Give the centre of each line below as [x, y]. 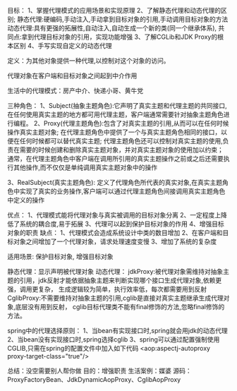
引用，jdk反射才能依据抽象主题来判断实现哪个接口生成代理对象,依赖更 [121, 280]
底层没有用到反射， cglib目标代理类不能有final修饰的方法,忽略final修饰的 [120, 307]
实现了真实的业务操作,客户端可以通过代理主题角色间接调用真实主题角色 [122, 191]
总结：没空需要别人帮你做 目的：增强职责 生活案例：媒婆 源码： [99, 371]
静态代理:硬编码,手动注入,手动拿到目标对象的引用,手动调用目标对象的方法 [123, 19]
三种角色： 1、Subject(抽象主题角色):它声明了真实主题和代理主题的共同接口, [117, 106]
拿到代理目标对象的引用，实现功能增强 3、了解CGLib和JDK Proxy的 [120, 37]
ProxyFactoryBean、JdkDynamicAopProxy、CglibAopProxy [94, 379]
